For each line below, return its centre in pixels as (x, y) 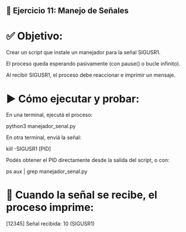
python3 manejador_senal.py (41, 126)
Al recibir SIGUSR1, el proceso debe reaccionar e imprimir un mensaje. (91, 75)
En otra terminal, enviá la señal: (44, 137)
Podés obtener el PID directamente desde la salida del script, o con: (88, 160)
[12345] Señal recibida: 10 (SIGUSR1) (50, 224)
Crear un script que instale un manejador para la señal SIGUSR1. (83, 53)
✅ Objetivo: (35, 36)
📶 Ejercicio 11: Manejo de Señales (67, 11)
